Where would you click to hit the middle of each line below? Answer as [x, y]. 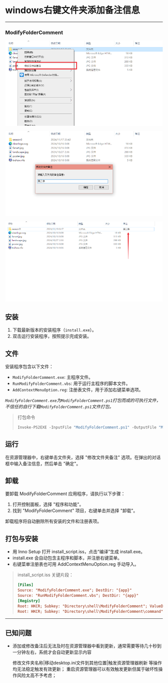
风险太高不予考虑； [36, 675]
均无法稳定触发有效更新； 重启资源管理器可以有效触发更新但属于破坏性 [85, 669]
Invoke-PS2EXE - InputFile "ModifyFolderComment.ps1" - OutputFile [87, 427]
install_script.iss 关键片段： [45, 575]
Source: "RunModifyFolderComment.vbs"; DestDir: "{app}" [78, 596]
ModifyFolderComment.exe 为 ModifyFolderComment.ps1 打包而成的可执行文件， [83, 400]
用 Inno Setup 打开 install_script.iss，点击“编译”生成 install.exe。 [79, 552]
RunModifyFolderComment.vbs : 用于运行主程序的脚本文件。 [71, 383]
